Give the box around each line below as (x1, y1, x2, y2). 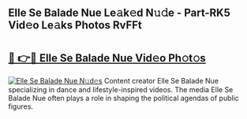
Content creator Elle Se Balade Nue (103, 76, 219, 85)
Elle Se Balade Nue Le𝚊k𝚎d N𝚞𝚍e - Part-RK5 (8, 6, 231, 20)
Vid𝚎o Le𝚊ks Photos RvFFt (8, 19, 142, 32)
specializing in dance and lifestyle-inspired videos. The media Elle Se (8, 85, 234, 94)
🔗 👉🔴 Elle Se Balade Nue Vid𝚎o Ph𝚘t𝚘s (8, 51, 207, 65)
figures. (8, 102, 34, 111)
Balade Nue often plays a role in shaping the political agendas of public (8, 94, 239, 102)
